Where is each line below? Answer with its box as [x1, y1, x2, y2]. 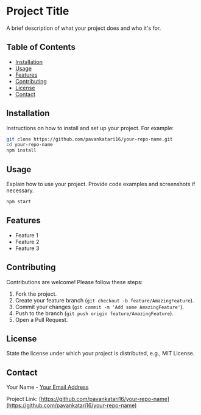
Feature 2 [15, 238, 40, 245]
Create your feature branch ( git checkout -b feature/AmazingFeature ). [15, 296, 194, 304]
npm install [6, 147, 37, 153]
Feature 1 [15, 231, 38, 239]
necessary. [6, 187, 35, 194]
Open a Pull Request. [15, 316, 68, 323]
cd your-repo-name [6, 142, 53, 148]
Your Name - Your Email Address [6, 383, 89, 391]
